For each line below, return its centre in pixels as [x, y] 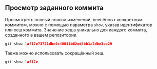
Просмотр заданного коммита [54, 8]
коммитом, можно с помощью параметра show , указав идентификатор [79, 25]
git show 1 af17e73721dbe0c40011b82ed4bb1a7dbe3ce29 [59, 44]
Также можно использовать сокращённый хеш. [55, 53]
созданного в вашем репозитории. [41, 35]
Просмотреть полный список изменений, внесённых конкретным [74, 19]
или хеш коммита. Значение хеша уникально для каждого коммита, [76, 30]
